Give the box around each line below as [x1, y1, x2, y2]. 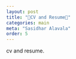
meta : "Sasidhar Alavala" [6, 25, 71, 32]
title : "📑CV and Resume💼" [6, 14, 71, 20]
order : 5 [6, 31, 28, 37]
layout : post [6, 8, 39, 15]
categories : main [6, 20, 50, 26]
